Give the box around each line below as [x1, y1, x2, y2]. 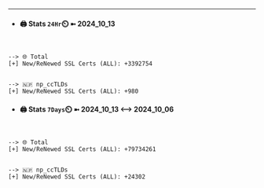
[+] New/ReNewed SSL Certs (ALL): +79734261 [8, 146, 156, 153]
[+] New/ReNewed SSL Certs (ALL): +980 [8, 87, 139, 95]
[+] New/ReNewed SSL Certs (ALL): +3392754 [8, 60, 153, 68]
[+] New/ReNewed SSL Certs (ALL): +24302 [8, 173, 146, 181]
